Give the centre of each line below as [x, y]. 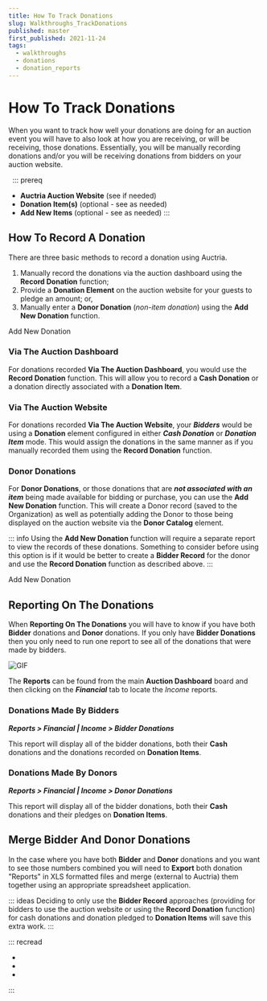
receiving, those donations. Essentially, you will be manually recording [125, 147]
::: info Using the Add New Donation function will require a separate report [132, 539]
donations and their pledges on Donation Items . [88, 814]
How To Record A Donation [77, 238]
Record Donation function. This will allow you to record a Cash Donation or [133, 378]
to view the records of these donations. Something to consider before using [133, 547]
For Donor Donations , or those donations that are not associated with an [131, 489]
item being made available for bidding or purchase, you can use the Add [129, 497]
